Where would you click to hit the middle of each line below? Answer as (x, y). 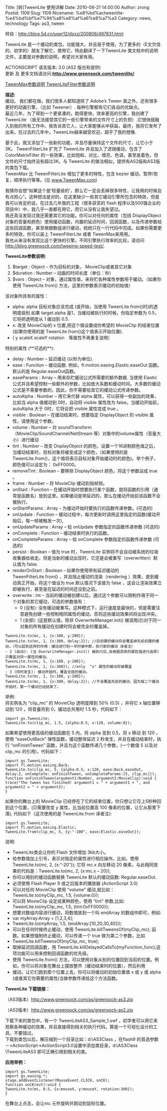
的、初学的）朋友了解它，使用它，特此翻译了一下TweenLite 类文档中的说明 (82, 51)
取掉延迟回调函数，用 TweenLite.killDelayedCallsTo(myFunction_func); (84, 947)
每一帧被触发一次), (44, 521)
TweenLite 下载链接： (28, 989)
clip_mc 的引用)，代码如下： (34, 751)
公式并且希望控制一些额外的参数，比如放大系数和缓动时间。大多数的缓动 (86, 384)
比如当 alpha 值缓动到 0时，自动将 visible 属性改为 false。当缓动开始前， (87, 402)
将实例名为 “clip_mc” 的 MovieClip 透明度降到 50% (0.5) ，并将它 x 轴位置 (81, 703)
